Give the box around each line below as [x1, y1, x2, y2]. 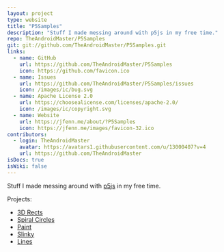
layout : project [7, 10, 53, 17]
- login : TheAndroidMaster [13, 138, 90, 144]
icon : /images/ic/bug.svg [19, 86, 94, 93]
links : [7, 49, 26, 55]
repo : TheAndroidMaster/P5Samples [7, 36, 106, 42]
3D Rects [16, 208, 43, 216]
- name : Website [13, 112, 59, 118]
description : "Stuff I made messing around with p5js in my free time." [7, 29, 219, 36]
